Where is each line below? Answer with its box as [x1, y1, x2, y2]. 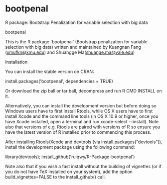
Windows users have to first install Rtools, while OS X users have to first [5, 108, 153, 114]
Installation [5, 59, 28, 65]
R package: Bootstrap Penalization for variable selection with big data [5, 19, 148, 25]
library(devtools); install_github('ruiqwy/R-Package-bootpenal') [5, 154, 135, 160]
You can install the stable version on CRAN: [5, 68, 94, 75]
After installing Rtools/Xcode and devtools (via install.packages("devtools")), [5, 139, 163, 145]
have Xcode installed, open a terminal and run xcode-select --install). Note [5, 118, 159, 124]
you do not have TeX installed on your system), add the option [5, 169, 133, 175]
